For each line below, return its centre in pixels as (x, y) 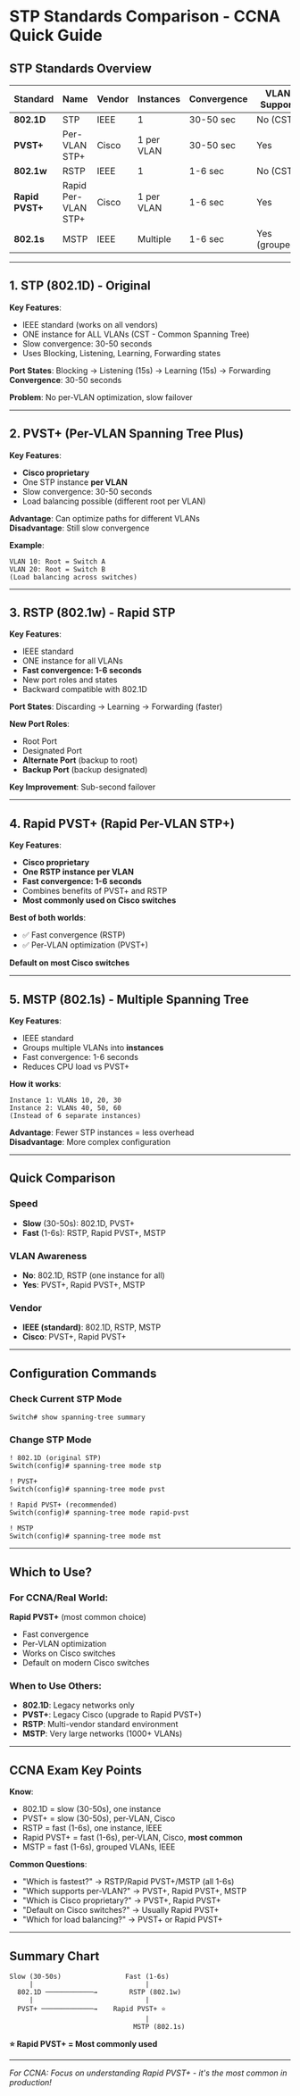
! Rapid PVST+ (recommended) (63, 1505)
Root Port (40, 741)
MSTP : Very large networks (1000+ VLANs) (102, 1733)
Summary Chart (54, 1956)
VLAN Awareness (48, 1256)
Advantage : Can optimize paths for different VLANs (105, 518)
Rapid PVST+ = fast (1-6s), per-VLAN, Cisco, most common (132, 1838)
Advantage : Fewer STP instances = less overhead (102, 1132)
